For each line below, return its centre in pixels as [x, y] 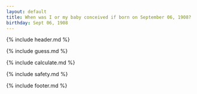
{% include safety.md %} [37, 74]
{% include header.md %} [38, 40]
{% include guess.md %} [37, 51]
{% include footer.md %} [37, 86]
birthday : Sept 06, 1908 [37, 23]
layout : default [26, 12]
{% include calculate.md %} [41, 62]
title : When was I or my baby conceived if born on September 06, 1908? [99, 17]
